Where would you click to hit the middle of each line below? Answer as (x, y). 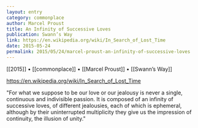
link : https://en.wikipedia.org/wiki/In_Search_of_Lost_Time (86, 40)
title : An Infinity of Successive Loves (59, 29)
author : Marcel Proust (35, 23)
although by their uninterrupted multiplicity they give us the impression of (99, 112)
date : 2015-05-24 (29, 46)
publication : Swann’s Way (39, 35)
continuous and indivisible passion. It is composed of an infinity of (90, 99)
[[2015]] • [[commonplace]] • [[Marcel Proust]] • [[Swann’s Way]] (89, 69)
